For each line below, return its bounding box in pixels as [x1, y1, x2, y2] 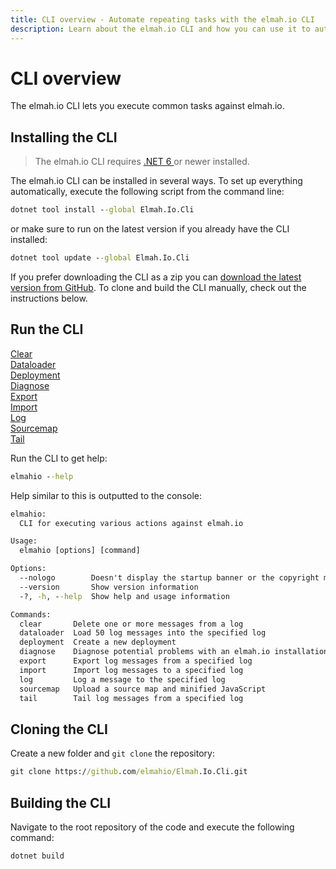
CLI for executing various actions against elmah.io [19, 518, 244, 528]
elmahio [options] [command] [19, 546, 141, 556]
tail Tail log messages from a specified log [19, 693, 244, 703]
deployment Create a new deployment [19, 637, 177, 648]
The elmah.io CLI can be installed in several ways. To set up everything [10, 175, 303, 187]
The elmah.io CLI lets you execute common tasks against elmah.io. [10, 100, 285, 112]
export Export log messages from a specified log [19, 656, 253, 666]
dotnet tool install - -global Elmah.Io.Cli [10, 205, 195, 215]
